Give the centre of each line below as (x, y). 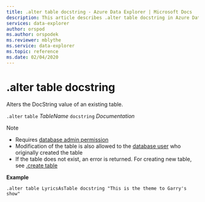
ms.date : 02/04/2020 (33, 57)
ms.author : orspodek (33, 35)
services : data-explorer (38, 23)
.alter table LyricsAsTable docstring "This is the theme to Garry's (97, 188)
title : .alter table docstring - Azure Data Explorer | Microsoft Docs (99, 12)
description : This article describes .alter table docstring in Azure (98, 18)
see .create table (36, 165)
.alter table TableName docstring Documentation (71, 116)
